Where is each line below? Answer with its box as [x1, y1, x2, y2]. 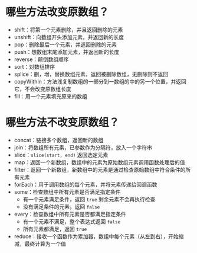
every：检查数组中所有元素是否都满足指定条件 [14, 210, 126, 217]
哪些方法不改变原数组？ [5, 116, 120, 129]
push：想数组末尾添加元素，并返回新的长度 [14, 48, 120, 55]
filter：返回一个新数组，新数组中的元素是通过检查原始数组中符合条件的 [14, 166, 186, 173]
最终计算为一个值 [24, 240, 66, 247]
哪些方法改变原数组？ [5, 5, 110, 19]
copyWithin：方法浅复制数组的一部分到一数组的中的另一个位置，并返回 [14, 78, 187, 85]
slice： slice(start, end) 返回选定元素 [14, 151, 109, 158]
